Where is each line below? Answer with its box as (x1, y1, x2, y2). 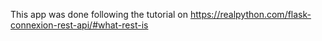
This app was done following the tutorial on (10, 9, 188, 20)
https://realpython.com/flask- (189, 9, 312, 20)
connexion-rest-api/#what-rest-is (10, 19, 149, 31)
